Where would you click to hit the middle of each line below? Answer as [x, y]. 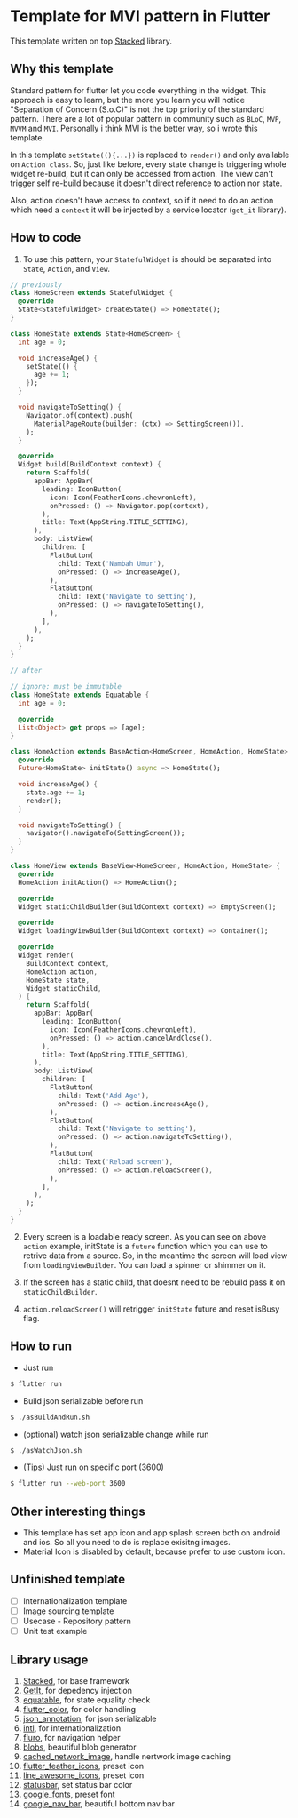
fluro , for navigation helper [71, 1737]
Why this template [62, 69]
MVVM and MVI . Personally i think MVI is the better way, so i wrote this [134, 128]
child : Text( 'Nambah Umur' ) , [111, 563]
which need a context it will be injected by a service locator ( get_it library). [148, 210]
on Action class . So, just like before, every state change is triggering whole [148, 164]
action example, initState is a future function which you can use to [145, 1246]
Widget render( [46, 956]
